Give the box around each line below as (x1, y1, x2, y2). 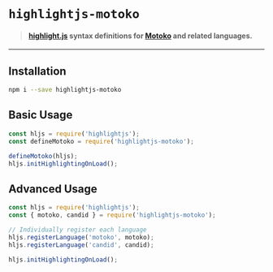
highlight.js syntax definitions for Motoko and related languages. (28, 31, 253, 41)
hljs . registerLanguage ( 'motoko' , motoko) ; (8, 233, 154, 241)
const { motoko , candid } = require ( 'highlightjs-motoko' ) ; (8, 211, 217, 219)
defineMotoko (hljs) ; (8, 152, 79, 160)
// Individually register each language (8, 226, 148, 234)
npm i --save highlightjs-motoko (8, 86, 122, 94)
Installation (8, 64, 67, 78)
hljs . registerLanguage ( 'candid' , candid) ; (8, 240, 154, 249)
